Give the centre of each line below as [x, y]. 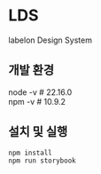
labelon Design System [50, 40]
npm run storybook [42, 161]
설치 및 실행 [38, 132]
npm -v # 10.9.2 [37, 101]
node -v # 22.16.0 [40, 92]
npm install [30, 153]
